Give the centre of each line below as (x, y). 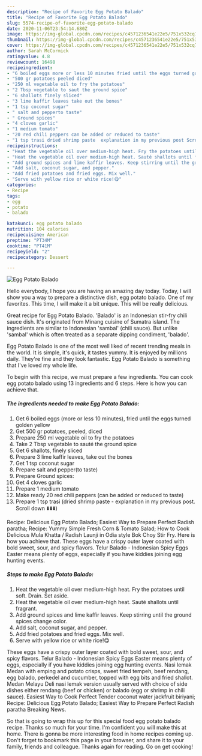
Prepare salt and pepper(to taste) (57, 470)
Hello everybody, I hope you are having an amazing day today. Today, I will (99, 291)
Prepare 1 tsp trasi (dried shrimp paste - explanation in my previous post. (105, 501)
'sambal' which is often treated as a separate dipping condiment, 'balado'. (98, 334)
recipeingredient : (30, 68)
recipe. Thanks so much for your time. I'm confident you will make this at (97, 728)
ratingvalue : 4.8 (28, 56)
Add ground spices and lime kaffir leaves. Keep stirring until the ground (103, 615)
